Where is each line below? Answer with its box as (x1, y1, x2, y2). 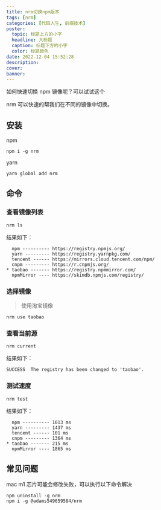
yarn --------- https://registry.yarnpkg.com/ (11, 251, 131, 257)
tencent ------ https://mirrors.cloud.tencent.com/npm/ (11, 256, 155, 262)
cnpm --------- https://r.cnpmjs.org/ (11, 261, 110, 268)
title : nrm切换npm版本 (6, 8, 60, 15)
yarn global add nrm (6, 170, 58, 177)
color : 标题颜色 (11, 48, 49, 54)
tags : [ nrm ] (6, 15, 36, 21)
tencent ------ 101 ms (11, 430, 69, 436)
